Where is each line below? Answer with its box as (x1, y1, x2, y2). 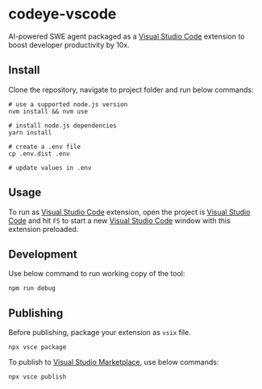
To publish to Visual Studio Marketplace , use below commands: (8, 358, 219, 367)
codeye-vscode (8, 5, 117, 23)
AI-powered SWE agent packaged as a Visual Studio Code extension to (8, 31, 245, 41)
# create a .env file (8, 143, 81, 151)
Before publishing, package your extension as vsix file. (8, 328, 191, 337)
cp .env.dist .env (8, 150, 70, 158)
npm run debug (8, 284, 56, 292)
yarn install (8, 128, 52, 137)
